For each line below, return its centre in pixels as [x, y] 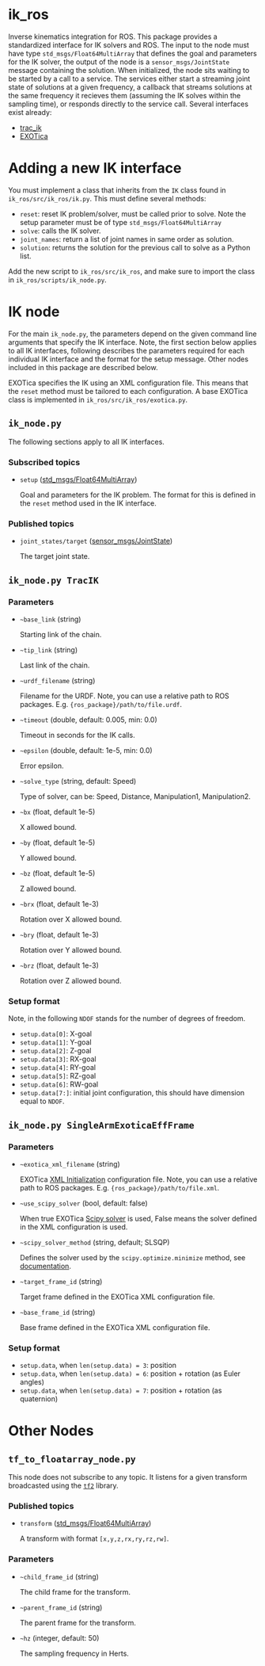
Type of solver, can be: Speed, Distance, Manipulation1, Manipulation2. [135, 796]
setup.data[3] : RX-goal [58, 1059]
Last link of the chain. [55, 665]
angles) [32, 1382]
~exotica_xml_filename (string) [70, 1164]
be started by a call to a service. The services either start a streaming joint [129, 78]
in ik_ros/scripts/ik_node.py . [57, 280]
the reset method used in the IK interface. [88, 503]
